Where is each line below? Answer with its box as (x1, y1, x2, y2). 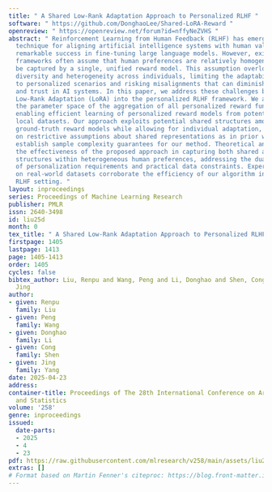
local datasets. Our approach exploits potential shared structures (15, 118, 252, 126)
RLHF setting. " (15, 178, 70, 186)
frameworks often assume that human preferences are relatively (15, 58, 237, 66)
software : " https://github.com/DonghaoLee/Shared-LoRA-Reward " (8, 19, 233, 28)
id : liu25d (8, 216, 45, 224)
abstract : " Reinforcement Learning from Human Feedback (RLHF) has (8, 34, 244, 43)
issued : (8, 419, 35, 427)
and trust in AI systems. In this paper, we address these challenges (15, 87, 259, 96)
